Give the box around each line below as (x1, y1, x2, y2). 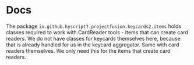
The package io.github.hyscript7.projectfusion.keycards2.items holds (6, 23, 182, 30)
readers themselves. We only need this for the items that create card (6, 47, 171, 54)
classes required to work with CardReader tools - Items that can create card (6, 28, 188, 35)
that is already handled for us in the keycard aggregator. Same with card (6, 41, 179, 48)
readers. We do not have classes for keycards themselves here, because (6, 35, 181, 42)
